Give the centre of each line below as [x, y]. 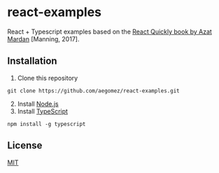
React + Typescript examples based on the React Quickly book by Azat [109, 32]
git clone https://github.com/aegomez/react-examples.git [93, 91]
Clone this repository [48, 78]
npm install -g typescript [47, 124]
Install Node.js [38, 104]
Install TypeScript [43, 111]
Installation [32, 61]
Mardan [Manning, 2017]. [43, 39]
